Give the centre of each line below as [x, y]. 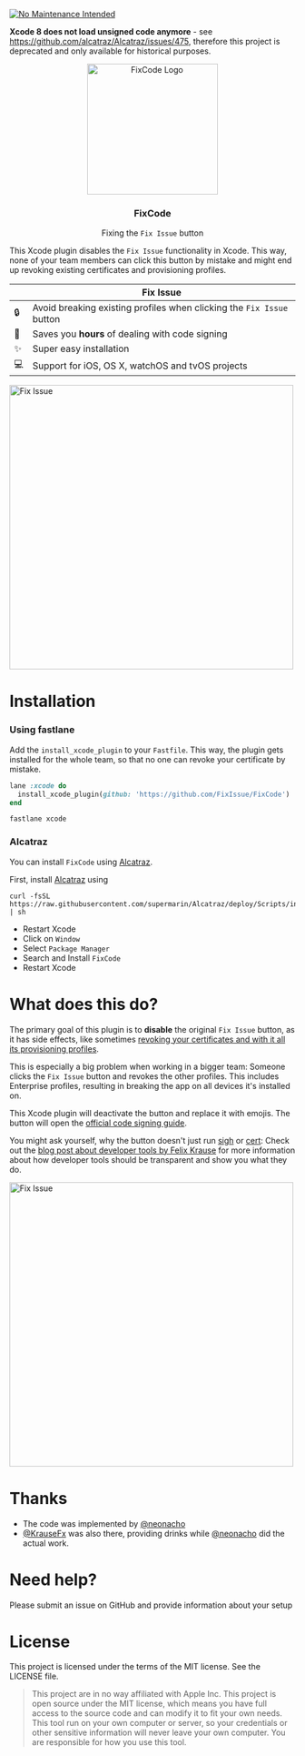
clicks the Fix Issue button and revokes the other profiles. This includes [144, 1076]
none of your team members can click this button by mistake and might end [151, 260]
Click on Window [51, 938]
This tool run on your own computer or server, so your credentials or [159, 1723]
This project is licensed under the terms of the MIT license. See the [135, 1667]
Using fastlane [42, 730]
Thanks [39, 1498]
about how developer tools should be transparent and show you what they [148, 1159]
